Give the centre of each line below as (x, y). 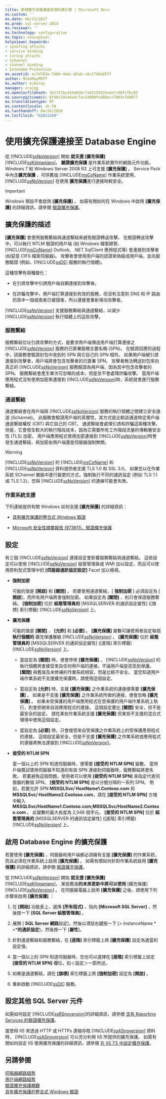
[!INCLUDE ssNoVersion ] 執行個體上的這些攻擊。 (54, 316)
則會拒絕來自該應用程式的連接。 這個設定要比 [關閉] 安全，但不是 (95, 707)
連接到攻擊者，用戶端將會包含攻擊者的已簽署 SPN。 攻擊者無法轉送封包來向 (82, 361)
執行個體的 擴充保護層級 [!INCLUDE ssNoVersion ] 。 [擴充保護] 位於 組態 (85, 637)
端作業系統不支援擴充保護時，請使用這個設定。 (67, 678)
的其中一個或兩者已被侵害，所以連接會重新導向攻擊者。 (68, 300)
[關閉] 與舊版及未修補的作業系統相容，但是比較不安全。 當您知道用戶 (90, 672)
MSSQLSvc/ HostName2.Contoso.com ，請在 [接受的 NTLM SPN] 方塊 (84, 795)
